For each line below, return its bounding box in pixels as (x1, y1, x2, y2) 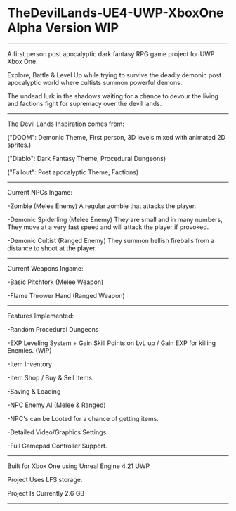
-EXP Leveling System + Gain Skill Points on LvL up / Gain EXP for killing (7, 339, 216, 347)
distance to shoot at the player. (7, 244, 97, 252)
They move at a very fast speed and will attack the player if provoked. (7, 223, 209, 231)
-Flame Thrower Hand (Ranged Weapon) (7, 291, 125, 299)
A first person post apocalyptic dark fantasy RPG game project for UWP (7, 49, 215, 58)
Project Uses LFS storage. (7, 475, 83, 484)
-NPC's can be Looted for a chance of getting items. (7, 414, 159, 422)
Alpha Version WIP (7, 20, 119, 36)
